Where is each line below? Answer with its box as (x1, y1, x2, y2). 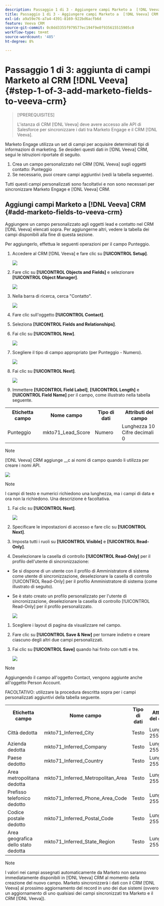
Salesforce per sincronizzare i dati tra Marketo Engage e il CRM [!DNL (17, 126, 158, 132)
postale (7, 815, 25, 822)
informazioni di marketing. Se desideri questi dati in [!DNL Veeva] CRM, (5, 146, 148, 152)
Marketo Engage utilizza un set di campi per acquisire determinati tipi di (5, 141, 149, 147)
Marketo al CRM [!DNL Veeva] (5, 74, 128, 86)
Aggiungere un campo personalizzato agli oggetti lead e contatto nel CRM (5, 221, 154, 227)
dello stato (7, 841, 32, 848)
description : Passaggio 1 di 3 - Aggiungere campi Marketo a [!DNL (5, 7, 147, 12)
